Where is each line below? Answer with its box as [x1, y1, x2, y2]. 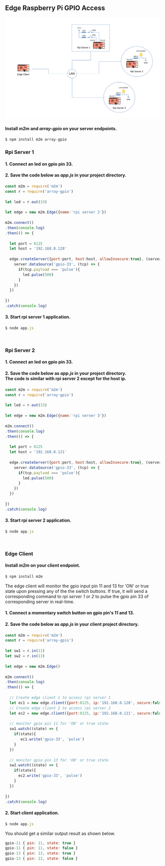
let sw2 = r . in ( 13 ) [5, 653, 45, 659]
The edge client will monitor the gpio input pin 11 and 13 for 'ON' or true [5, 583, 149, 589]
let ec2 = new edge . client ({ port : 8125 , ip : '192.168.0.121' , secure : [9, 711, 153, 716]
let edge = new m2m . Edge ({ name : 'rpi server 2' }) [5, 210, 107, 215]
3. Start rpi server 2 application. [5, 517, 72, 523]
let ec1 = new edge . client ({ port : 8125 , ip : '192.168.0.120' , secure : [9, 700, 153, 705]
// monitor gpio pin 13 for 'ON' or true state [9, 758, 109, 762]
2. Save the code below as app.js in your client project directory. [5, 621, 139, 627]
